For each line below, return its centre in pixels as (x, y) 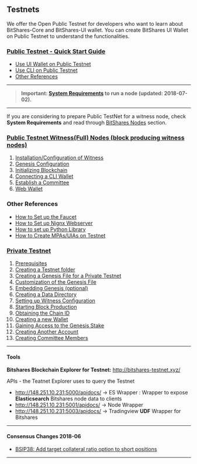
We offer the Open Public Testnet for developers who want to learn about (95, 23)
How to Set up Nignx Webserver (54, 223)
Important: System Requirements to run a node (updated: (92, 94)
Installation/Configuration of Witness (59, 158)
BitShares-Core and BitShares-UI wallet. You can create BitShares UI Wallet (98, 30)
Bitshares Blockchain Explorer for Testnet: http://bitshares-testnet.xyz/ (94, 370)
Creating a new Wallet (42, 319)
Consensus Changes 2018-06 (44, 436)
